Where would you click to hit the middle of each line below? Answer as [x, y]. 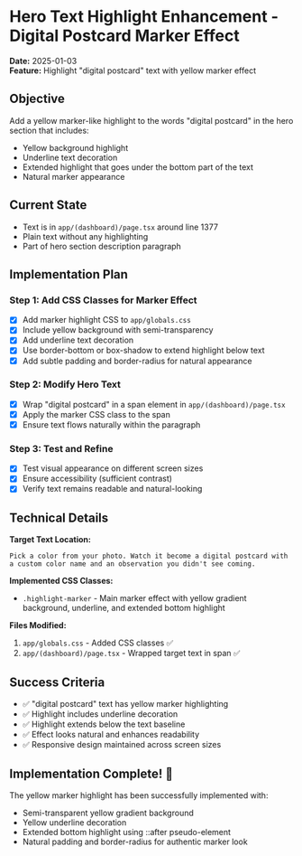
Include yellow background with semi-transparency [118, 330]
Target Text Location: [50, 540]
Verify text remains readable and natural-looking [112, 489]
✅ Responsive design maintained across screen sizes [122, 745]
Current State [48, 205]
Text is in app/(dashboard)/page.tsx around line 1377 [120, 227]
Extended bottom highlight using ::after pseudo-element [127, 832]
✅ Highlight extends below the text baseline [104, 724]
